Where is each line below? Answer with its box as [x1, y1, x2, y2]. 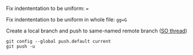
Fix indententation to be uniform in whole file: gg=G [6, 16, 127, 23]
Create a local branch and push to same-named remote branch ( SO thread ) [6, 27, 188, 34]
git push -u [6, 43, 35, 49]
